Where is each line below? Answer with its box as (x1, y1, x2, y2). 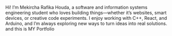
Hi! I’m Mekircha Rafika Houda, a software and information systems (5, 5, 148, 10)
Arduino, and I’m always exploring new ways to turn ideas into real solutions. (5, 20, 167, 26)
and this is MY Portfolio (5, 26, 55, 32)
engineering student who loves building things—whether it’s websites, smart (5, 10, 167, 16)
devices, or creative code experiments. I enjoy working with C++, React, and (5, 15, 167, 21)
